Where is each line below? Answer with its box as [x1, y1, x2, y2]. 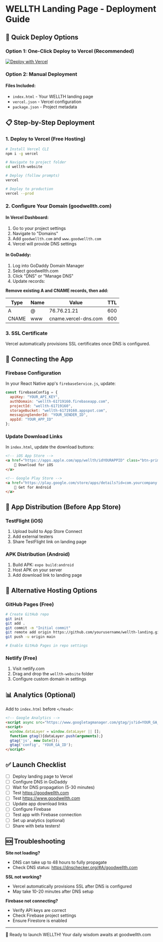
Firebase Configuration [5, 369, 61, 376]
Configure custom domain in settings [12, 676, 87, 682]
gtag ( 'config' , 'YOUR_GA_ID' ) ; [10, 742, 73, 748]
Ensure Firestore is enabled [12, 918, 67, 924]
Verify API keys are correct [12, 908, 67, 913]
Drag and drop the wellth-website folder [12, 671, 94, 677]
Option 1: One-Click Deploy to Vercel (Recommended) [5, 48, 134, 54]
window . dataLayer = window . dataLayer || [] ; [10, 729, 101, 734]
